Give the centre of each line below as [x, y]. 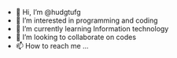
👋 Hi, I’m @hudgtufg [48, 12]
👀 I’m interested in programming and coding [87, 20]
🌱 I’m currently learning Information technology [92, 29]
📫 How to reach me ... [52, 46]
